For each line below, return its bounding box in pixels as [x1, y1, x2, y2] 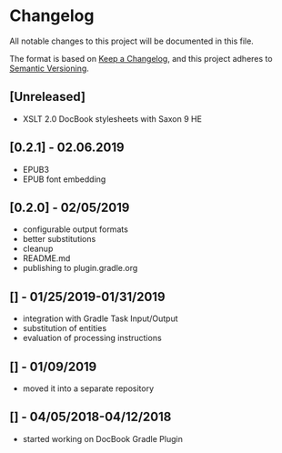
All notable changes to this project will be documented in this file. [9, 35, 255, 46]
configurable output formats [22, 224, 129, 235]
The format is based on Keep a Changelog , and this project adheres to [9, 53, 273, 64]
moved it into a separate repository [22, 383, 155, 394]
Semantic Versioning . [9, 63, 89, 74]
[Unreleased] [9, 89, 86, 105]
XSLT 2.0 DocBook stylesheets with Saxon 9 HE [22, 113, 203, 124]
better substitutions [22, 234, 96, 245]
